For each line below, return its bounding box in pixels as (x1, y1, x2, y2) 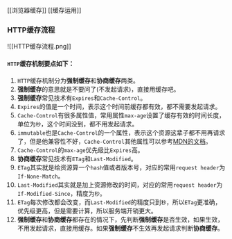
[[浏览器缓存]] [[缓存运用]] (7, 6, 82, 14)
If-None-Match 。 (17, 172, 64, 180)
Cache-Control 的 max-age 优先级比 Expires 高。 (17, 145, 144, 154)
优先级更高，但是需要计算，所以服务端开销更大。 (17, 206, 157, 215)
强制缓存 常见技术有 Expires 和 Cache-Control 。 (17, 93, 147, 102)
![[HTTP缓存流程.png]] (7, 42, 71, 51)
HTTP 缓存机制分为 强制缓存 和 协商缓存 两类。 (17, 76, 140, 85)
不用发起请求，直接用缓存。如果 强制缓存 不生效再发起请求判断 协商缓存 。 (17, 224, 224, 232)
